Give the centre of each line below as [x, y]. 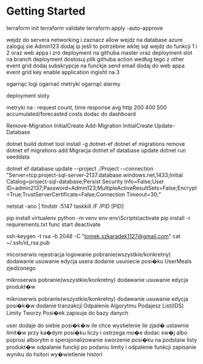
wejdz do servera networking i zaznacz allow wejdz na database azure [95, 39]
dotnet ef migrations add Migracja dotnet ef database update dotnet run [96, 150]
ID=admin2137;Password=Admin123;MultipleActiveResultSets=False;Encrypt [101, 188]
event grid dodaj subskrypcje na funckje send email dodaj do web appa [95, 66]
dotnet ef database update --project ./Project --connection [80, 168]
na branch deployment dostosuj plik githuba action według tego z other [95, 59]
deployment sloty [28, 95]
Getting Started [46, 11]
